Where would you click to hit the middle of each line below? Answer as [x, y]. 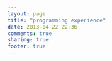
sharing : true [28, 40]
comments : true [30, 33]
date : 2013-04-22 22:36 [43, 27]
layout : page [27, 14]
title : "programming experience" [57, 20]
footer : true [27, 46]
